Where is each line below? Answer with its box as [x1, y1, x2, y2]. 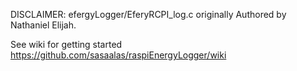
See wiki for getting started [10, 39, 123, 50]
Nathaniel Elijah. [10, 19, 77, 31]
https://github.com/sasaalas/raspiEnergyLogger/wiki [10, 49, 227, 61]
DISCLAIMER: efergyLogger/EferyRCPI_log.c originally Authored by [10, 9, 287, 20]
